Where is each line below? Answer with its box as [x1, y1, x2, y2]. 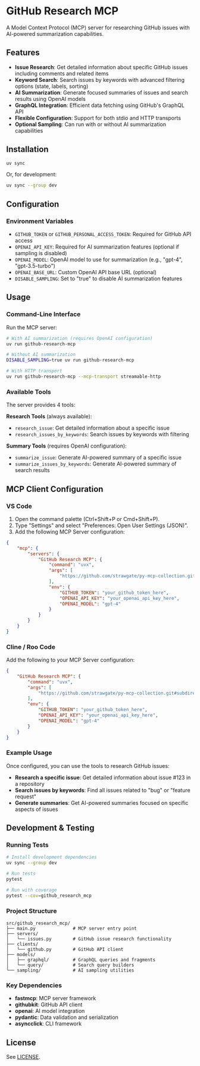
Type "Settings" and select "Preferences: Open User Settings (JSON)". [14, 522, 189, 529]
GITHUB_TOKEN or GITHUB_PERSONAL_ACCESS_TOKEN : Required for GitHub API [14, 231, 192, 237]
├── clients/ [6, 941, 39, 947]
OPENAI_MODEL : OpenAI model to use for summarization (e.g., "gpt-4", [14, 256, 183, 263]
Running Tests [6, 841, 49, 849]
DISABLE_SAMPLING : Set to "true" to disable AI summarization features [14, 275, 183, 282]
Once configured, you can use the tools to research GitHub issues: [6, 762, 170, 769]
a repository [14, 780, 45, 787]
